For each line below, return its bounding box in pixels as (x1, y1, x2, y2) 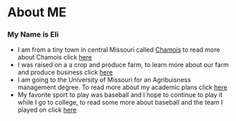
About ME (7, 4, 67, 21)
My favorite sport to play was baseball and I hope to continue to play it (17, 91, 223, 99)
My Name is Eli (7, 30, 59, 40)
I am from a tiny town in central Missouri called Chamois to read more (17, 45, 220, 54)
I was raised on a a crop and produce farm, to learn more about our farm (17, 61, 229, 69)
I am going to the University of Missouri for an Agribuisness (17, 76, 191, 84)
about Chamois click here (17, 53, 93, 62)
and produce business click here (17, 68, 113, 76)
